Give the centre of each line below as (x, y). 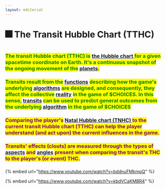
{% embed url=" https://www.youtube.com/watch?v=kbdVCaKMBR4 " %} (80, 181)
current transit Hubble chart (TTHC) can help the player (74, 127)
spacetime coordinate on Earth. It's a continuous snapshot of (81, 62)
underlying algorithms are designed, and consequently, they (80, 88)
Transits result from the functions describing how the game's (81, 82)
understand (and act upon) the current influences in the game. (82, 133)
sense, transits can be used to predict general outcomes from (81, 101)
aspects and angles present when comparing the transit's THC (83, 153)
